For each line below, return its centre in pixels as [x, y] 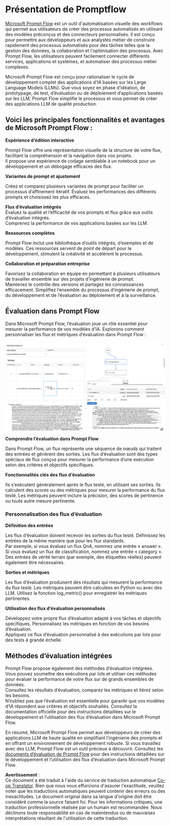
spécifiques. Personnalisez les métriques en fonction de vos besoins [77, 623]
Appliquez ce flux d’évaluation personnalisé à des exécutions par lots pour [83, 634]
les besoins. [18, 695]
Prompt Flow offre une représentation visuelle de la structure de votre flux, [83, 150]
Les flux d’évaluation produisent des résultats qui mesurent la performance [84, 582]
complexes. [17, 67]
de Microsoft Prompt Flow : [49, 128]
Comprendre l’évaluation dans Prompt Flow [52, 439]
